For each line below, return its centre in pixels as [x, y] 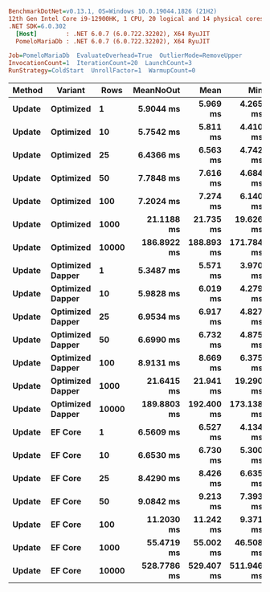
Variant [71, 90]
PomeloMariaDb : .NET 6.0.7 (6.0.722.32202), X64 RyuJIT [113, 41]
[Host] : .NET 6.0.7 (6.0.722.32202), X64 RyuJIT [113, 34]
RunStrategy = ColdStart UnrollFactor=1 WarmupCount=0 [102, 71]
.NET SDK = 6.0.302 [37, 26]
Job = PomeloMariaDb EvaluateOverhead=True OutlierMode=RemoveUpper [125, 56]
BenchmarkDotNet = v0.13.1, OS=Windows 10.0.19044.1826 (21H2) [113, 11]
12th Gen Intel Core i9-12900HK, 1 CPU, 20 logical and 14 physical [125, 18]
